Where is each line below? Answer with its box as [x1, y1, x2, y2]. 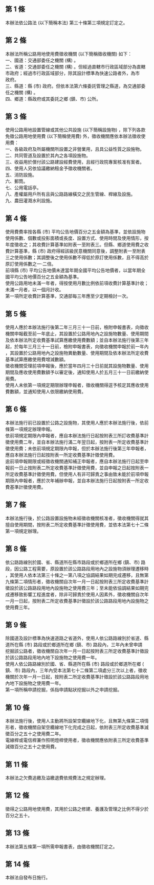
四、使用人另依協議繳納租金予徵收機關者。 [5, 165, 95, 171]
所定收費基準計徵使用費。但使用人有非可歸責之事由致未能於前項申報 [5, 471, 149, 477]
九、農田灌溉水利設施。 [5, 198, 55, 204]
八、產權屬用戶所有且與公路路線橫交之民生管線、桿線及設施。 [5, 191, 136, 197]
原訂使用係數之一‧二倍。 [5, 261, 56, 267]
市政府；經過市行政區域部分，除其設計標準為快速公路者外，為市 [5, 70, 140, 76]
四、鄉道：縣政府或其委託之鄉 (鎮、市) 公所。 [5, 96, 101, 102]
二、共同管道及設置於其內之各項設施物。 [5, 152, 91, 158]
